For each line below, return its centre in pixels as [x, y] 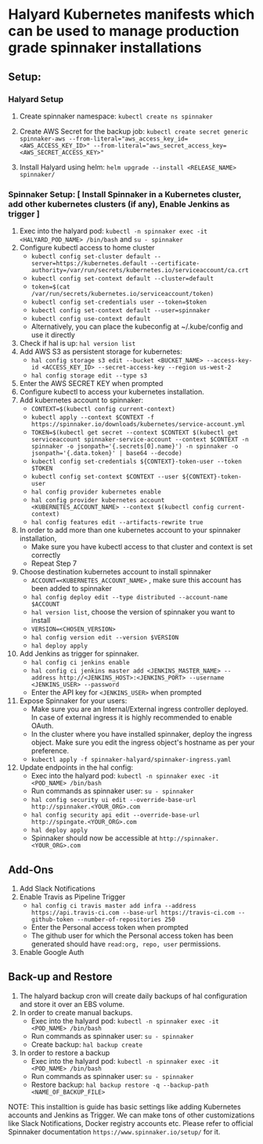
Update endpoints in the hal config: [76, 767]
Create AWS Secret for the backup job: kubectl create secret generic [134, 131]
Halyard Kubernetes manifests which [131, 15]
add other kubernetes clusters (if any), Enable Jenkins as [119, 204]
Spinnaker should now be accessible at [94, 838]
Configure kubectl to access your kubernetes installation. [112, 392]
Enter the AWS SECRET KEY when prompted [91, 384]
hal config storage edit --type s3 [89, 376]
